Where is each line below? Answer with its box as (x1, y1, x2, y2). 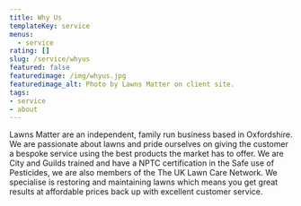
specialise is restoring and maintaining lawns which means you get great (9, 176, 279, 188)
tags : (9, 88, 30, 97)
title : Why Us (9, 13, 63, 22)
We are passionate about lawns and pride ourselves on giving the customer (9, 139, 289, 150)
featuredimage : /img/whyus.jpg (9, 72, 127, 81)
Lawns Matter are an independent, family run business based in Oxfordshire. (9, 129, 293, 140)
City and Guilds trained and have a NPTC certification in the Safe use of (9, 158, 275, 168)
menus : (9, 30, 34, 39)
